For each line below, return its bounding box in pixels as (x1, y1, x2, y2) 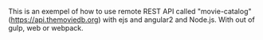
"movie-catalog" (197, 7, 252, 16)
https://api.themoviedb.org (10, 15, 99, 24)
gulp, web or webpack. (8, 24, 84, 32)
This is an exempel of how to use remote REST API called (8, 7, 196, 16)
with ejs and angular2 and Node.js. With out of (102, 15, 255, 24)
